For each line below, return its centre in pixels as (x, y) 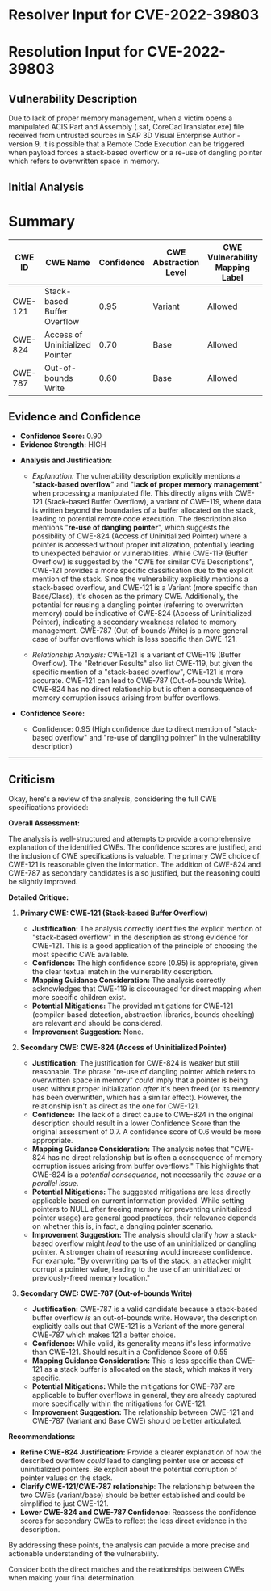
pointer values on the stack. (66, 1478)
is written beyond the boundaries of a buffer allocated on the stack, (144, 510)
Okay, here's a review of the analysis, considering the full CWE (113, 799)
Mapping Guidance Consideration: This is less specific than (133, 1361)
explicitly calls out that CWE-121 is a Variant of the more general (138, 1327)
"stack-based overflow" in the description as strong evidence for (140, 937)
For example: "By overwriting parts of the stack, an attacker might (142, 1261)
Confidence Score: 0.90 (61, 436)
